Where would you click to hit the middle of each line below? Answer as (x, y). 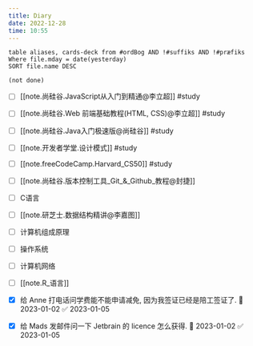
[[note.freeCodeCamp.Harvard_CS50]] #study (96, 163)
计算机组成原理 (44, 231)
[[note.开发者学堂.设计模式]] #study (78, 147)
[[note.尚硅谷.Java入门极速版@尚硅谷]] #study (96, 131)
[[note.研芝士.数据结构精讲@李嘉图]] (80, 215)
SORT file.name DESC (43, 66)
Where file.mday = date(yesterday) (68, 60)
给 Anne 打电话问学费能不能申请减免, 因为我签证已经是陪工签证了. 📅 (132, 300)
